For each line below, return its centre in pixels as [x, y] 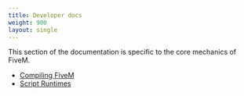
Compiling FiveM [47, 76]
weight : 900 [27, 23]
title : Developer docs [45, 15]
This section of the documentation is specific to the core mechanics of [122, 52]
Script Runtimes [46, 84]
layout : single [33, 30]
